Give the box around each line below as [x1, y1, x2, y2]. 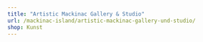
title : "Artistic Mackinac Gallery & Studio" [7, 10, 145, 18]
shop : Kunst [7, 23, 43, 31]
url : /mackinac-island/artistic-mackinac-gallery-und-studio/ [7, 17, 196, 24]
